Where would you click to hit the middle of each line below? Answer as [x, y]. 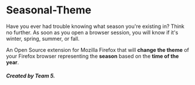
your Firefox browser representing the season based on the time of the [93, 56]
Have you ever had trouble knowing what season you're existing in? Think [95, 26]
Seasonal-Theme [49, 10]
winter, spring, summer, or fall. [43, 38]
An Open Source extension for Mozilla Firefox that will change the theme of [98, 49]
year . [13, 62]
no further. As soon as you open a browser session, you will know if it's [92, 32]
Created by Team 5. [31, 76]
